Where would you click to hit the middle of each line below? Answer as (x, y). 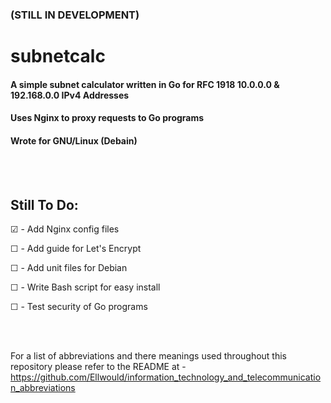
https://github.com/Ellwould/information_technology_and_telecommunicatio (166, 377)
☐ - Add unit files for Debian (69, 268)
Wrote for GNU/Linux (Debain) (74, 140)
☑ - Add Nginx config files (65, 229)
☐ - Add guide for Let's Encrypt (76, 249)
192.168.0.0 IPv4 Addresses (70, 95)
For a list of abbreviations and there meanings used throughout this (149, 356)
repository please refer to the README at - (98, 367)
